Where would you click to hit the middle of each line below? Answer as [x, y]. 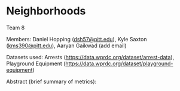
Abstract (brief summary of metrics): [51, 81]
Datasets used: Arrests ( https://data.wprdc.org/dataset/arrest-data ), [90, 57]
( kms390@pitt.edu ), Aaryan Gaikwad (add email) [66, 45]
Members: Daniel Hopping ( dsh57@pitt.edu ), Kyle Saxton [77, 39]
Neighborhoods [46, 11]
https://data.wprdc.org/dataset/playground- [119, 63]
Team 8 [16, 28]
